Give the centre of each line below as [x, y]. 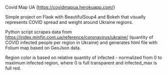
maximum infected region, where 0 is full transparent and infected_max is [81, 63]
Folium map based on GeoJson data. [43, 48]
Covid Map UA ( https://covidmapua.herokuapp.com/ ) [60, 7]
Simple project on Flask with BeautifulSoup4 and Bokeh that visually [75, 17]
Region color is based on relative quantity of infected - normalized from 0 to [83, 57]
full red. [13, 68]
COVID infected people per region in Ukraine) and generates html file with [81, 42]
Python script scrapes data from [39, 32]
